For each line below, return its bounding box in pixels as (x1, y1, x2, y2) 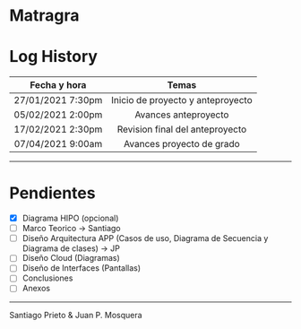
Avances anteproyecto (133, 108, 229, 121)
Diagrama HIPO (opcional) (21, 212, 119, 224)
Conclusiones (21, 273, 73, 283)
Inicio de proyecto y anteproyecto (111, 94, 253, 107)
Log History (9, 47, 99, 67)
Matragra (9, 5, 80, 26)
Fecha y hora (30, 79, 87, 91)
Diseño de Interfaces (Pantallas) (21, 263, 142, 273)
